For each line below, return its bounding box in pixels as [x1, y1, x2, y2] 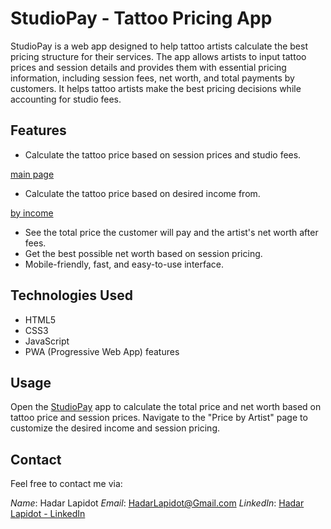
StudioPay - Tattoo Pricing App [10, 7, 273, 30]
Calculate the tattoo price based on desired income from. [24, 187, 261, 199]
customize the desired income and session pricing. [10, 422, 221, 434]
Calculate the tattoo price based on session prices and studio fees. [24, 148, 302, 161]
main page [10, 168, 55, 180]
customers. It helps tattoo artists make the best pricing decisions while [10, 82, 302, 94]
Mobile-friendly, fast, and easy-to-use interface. [24, 258, 224, 270]
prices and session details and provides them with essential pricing [10, 61, 287, 73]
